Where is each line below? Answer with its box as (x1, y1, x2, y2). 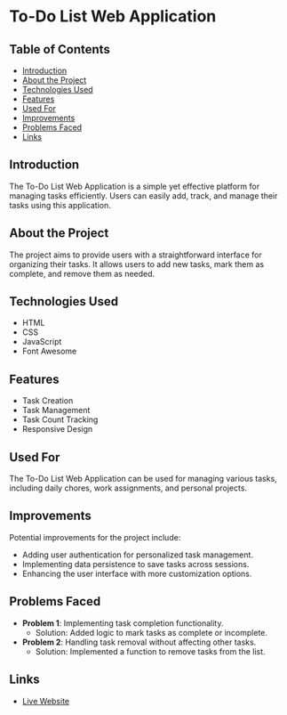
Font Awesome (21, 345, 77, 357)
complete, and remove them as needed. (9, 268, 155, 279)
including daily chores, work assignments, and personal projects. (9, 483, 247, 493)
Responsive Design (21, 424, 93, 435)
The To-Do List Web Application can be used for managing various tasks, (9, 474, 277, 484)
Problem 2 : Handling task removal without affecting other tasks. (21, 637, 257, 647)
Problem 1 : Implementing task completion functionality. (21, 617, 224, 629)
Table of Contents (9, 42, 111, 57)
